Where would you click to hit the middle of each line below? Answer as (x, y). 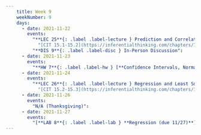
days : (23, 23)
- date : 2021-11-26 (46, 95)
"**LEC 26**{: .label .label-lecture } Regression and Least (110, 84)
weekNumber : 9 (34, 17)
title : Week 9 (34, 12)
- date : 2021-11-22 (46, 28)
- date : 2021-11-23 (46, 56)
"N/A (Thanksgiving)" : (61, 106)
